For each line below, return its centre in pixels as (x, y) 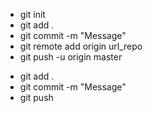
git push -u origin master (71, 57)
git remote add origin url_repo (81, 46)
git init (32, 14)
